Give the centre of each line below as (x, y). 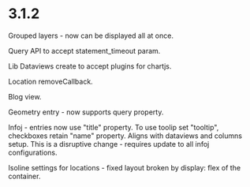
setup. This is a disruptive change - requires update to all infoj (109, 144)
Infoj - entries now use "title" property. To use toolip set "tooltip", (114, 127)
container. (24, 176)
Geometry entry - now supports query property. (86, 112)
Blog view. (25, 96)
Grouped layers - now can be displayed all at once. (91, 36)
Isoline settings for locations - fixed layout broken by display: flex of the (125, 167)
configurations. (33, 152)
